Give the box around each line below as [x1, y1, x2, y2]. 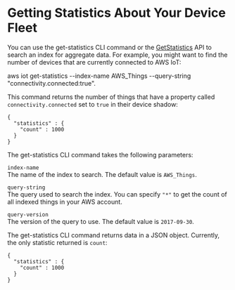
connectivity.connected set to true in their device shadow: [7, 100, 178, 108]
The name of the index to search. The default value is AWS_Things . [7, 170, 197, 178]
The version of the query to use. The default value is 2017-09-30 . [7, 217, 195, 225]
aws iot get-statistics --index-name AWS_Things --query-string [7, 72, 191, 80]
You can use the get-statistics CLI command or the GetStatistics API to [7, 43, 212, 51]
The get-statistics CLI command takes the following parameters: [7, 150, 193, 159]
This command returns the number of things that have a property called [7, 93, 215, 101]
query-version [7, 211, 49, 218]
